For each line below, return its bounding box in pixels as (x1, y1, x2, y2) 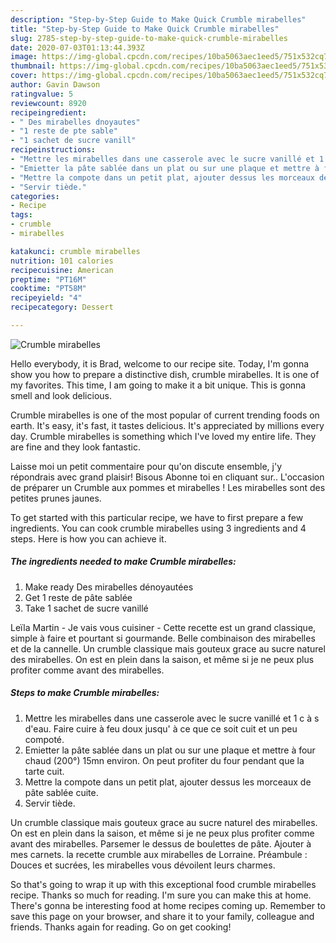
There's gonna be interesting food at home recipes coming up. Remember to (10, 899, 326, 911)
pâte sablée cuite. (24, 786, 99, 798)
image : (10, 52, 38, 62)
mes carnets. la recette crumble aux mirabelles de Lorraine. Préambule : (10, 848, 308, 860)
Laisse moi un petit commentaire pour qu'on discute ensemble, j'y (10, 460, 283, 472)
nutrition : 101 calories (10, 256, 114, 266)
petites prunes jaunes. (10, 492, 102, 504)
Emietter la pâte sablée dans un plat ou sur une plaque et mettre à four (24, 744, 316, 756)
